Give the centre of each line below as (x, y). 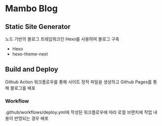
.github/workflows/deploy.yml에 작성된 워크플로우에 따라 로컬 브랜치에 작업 (79, 112)
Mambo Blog (32, 9)
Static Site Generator (38, 27)
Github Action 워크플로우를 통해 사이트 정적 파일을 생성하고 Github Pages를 (79, 82)
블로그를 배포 (23, 88)
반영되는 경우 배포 (31, 119)
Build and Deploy (32, 69)
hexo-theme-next (30, 54)
